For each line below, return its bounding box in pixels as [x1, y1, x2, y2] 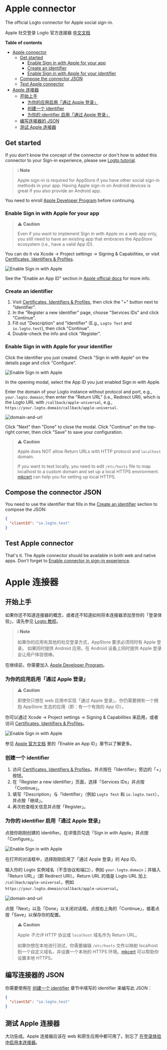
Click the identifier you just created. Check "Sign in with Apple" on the [5, 354, 149, 360]
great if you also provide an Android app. [17, 187, 101, 194]
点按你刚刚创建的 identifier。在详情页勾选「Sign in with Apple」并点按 [5, 829, 149, 835]
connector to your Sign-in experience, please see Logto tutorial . [5, 157, 136, 163]
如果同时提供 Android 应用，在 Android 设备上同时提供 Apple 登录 [27, 645, 162, 651]
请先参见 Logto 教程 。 [15, 618, 61, 624]
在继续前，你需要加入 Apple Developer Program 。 [5, 662, 108, 668]
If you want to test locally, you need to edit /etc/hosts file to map [17, 463, 151, 469]
